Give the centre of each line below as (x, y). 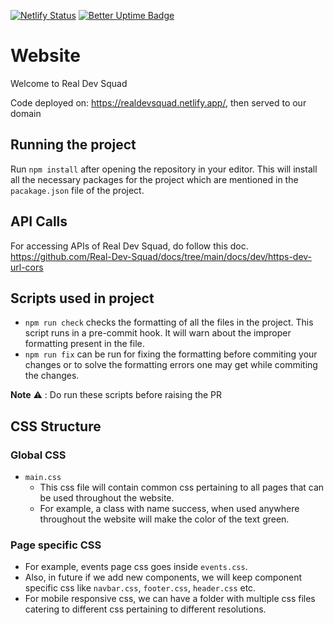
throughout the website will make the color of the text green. (164, 519)
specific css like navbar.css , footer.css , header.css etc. (140, 588)
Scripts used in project (82, 298)
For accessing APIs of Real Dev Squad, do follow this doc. (129, 246)
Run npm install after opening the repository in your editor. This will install (164, 169)
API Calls (39, 221)
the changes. (52, 376)
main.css (43, 478)
